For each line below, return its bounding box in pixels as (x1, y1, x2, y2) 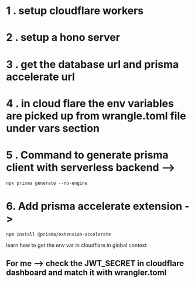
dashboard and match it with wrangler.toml (6, 268, 167, 278)
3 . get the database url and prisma (6, 57, 179, 71)
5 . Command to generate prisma (6, 148, 169, 161)
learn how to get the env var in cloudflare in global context (6, 241, 148, 249)
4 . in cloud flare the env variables (6, 96, 175, 110)
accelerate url (6, 70, 75, 83)
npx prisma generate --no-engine (6, 180, 88, 186)
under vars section (6, 122, 100, 135)
